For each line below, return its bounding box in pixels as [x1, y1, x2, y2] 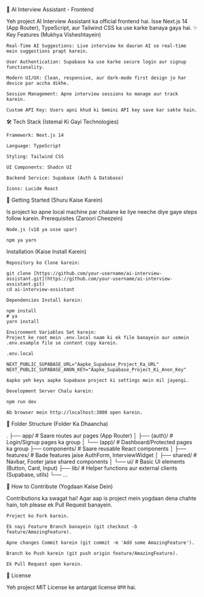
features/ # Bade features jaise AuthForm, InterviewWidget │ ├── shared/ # [6, 452, 197, 458]
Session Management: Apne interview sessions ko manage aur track [6, 91, 178, 97]
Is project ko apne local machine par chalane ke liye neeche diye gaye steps [6, 208, 197, 215]
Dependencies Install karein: [6, 297, 83, 303]
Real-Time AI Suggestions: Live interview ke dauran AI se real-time [6, 43, 187, 49]
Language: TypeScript [6, 143, 62, 149]
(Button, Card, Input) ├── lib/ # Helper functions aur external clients [6, 464, 178, 472]
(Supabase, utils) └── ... [6, 471, 68, 478]
